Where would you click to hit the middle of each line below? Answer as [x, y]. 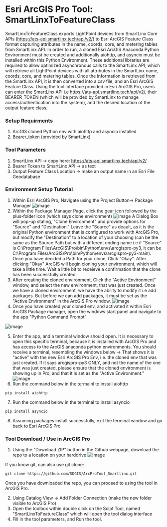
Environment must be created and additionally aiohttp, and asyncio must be [83, 55]
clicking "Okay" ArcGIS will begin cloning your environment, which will [84, 264]
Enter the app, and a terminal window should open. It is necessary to [83, 336]
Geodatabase [26, 176]
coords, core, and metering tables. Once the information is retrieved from [80, 76]
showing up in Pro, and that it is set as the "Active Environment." [78, 373]
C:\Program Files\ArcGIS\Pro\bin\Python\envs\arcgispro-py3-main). [82, 253]
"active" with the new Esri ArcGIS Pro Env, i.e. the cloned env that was [84, 357]
